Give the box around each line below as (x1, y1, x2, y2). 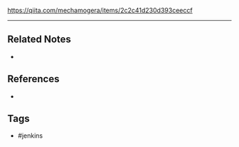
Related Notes (7, 34, 71, 46)
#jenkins (17, 131, 43, 140)
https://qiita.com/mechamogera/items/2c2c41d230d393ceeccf (7, 6, 193, 14)
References (7, 73, 60, 85)
